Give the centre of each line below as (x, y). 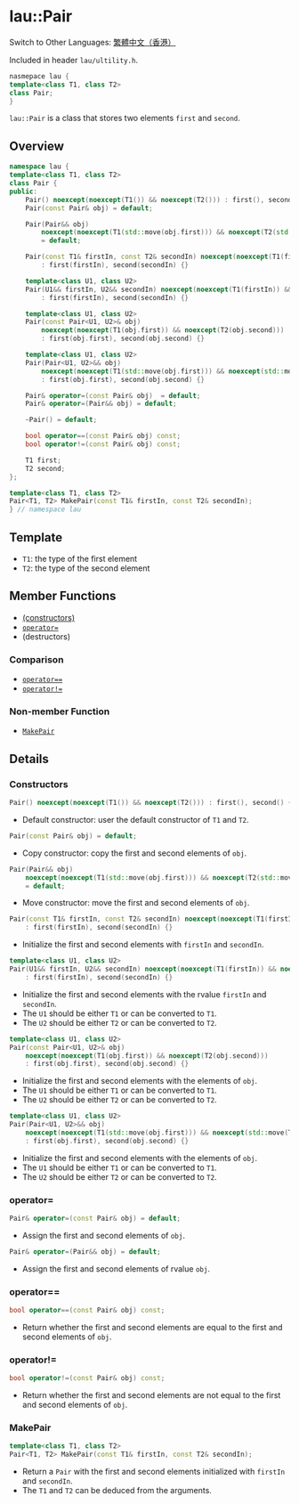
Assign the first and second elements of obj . (103, 1235)
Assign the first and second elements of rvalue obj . (116, 1268)
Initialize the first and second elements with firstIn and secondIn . (143, 945)
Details (29, 759)
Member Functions (63, 596)
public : (24, 191)
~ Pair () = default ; (61, 420)
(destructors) (46, 636)
